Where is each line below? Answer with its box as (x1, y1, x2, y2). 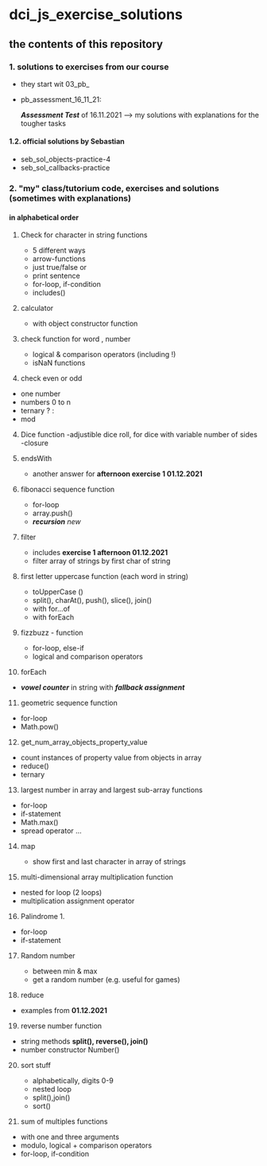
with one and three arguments (20, 1133, 120, 1142)
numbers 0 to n (20, 397, 71, 407)
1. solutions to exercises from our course (9, 61, 169, 72)
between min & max (32, 966, 98, 976)
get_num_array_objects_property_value (20, 738, 148, 747)
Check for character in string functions (20, 230, 148, 240)
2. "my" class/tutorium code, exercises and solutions (9, 183, 219, 194)
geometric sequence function (20, 698, 118, 708)
